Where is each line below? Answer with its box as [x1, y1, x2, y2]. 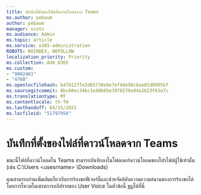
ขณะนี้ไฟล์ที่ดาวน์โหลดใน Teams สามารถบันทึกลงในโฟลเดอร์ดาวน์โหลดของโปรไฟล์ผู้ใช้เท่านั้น [6, 157, 195, 164]
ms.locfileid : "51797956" [6, 110, 71, 116]
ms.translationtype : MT [6, 93, 66, 99]
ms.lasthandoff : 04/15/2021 [6, 104, 77, 111]
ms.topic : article [6, 37, 53, 43]
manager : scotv [6, 25, 45, 32]
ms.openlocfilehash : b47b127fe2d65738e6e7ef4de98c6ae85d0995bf [6, 82, 169, 88]
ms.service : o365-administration [6, 43, 91, 49]
